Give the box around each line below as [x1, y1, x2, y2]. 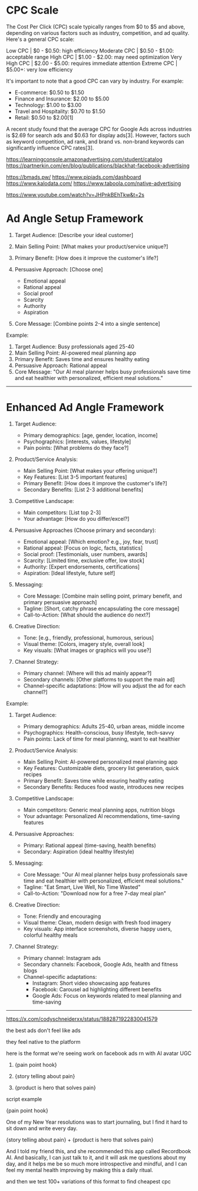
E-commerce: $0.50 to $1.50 [14, 89, 84, 96]
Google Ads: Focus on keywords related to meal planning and [32, 992, 181, 999]
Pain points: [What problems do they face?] [23, 444, 129, 451]
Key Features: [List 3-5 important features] [23, 473, 127, 481]
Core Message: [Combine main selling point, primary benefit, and [23, 592, 183, 599]
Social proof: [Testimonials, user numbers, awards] [23, 550, 148, 557]
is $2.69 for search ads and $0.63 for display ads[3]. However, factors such [6, 131, 190, 139]
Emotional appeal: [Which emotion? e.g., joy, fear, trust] [23, 538, 159, 545]
